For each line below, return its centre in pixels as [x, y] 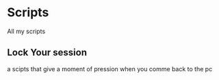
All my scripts [26, 31]
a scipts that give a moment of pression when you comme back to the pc [110, 68]
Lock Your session [47, 53]
